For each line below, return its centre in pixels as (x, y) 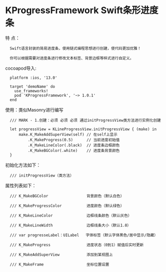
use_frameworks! (32, 91)
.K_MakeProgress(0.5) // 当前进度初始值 (74, 140)
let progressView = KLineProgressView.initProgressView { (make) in (83, 129)
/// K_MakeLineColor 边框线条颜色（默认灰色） (71, 215)
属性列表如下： (21, 185)
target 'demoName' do (33, 86)
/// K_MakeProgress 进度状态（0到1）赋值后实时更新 (77, 245)
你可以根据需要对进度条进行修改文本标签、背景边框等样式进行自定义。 (72, 58)
